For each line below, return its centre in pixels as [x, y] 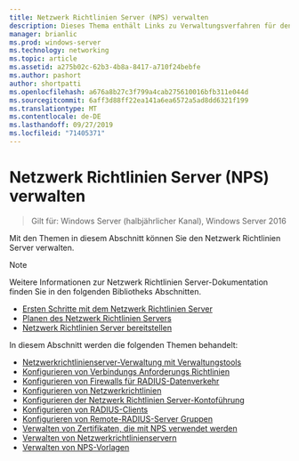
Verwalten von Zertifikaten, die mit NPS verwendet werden [129, 428]
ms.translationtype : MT [53, 109]
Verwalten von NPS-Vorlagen [76, 447]
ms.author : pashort [45, 76]
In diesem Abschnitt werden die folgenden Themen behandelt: [124, 344]
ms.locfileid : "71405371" [57, 133]
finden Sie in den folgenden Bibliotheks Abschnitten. [105, 291]
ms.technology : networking [59, 51]
